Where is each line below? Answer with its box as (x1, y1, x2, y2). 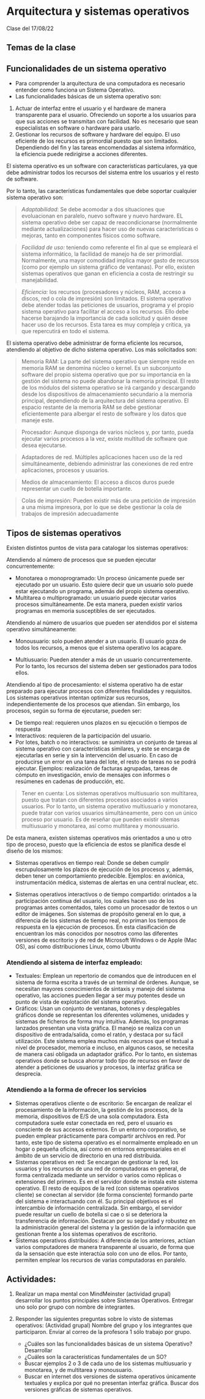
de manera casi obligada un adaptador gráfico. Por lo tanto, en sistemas (15, 1050, 198, 1058)
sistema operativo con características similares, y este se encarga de (15, 745, 190, 752)
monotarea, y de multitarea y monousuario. (24, 1366, 133, 1374)
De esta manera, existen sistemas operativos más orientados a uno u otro (6, 834, 192, 841)
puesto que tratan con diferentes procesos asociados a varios (21, 796, 178, 803)
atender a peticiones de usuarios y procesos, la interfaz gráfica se (15, 1063, 182, 1071)
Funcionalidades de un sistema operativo (6, 63, 167, 74)
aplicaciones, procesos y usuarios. (21, 467, 110, 474)
